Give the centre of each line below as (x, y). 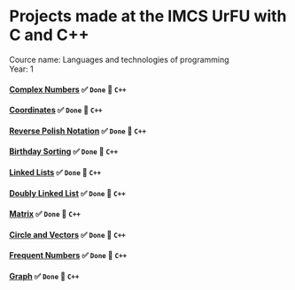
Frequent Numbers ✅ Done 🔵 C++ (68, 256)
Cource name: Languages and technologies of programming (119, 59)
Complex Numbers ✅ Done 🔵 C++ (68, 89)
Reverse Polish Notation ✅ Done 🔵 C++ (78, 131)
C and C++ (50, 35)
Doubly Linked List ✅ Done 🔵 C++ (67, 193)
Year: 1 (21, 69)
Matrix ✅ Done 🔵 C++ (45, 214)
